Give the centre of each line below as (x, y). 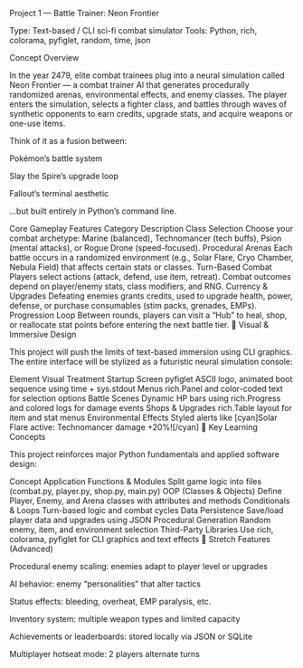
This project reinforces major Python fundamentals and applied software (145, 454)
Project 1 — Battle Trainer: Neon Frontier (85, 13)
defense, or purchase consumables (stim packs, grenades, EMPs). (133, 305)
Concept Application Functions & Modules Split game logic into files (136, 482)
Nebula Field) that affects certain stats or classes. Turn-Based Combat (141, 267)
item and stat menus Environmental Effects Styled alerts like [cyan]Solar (143, 417)
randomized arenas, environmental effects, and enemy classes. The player (148, 95)
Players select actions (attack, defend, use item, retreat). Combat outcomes (150, 277)
